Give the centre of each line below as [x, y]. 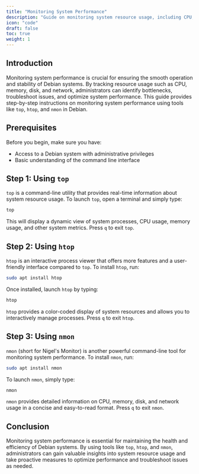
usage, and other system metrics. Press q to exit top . [70, 228]
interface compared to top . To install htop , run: [83, 267]
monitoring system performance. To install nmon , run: [70, 357]
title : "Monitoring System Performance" [57, 12]
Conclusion [28, 426]
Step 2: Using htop [41, 246]
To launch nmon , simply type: [41, 379]
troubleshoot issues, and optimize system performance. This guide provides [99, 96]
